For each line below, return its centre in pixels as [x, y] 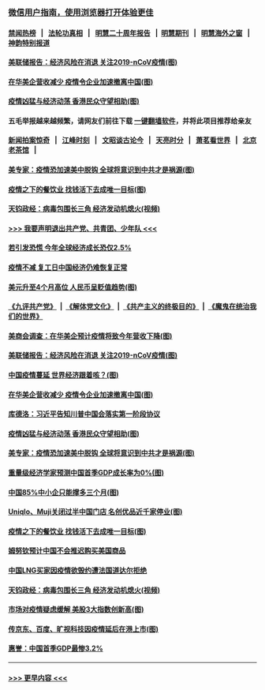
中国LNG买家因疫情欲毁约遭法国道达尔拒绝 [78, 570]
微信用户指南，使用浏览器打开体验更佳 [81, 12]
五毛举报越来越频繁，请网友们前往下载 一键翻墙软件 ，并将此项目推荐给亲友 [130, 121]
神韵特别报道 [29, 43]
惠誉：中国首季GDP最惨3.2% [56, 648]
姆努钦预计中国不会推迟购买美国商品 [67, 551]
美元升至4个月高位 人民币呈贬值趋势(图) [73, 287]
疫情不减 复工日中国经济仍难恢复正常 [68, 268]
